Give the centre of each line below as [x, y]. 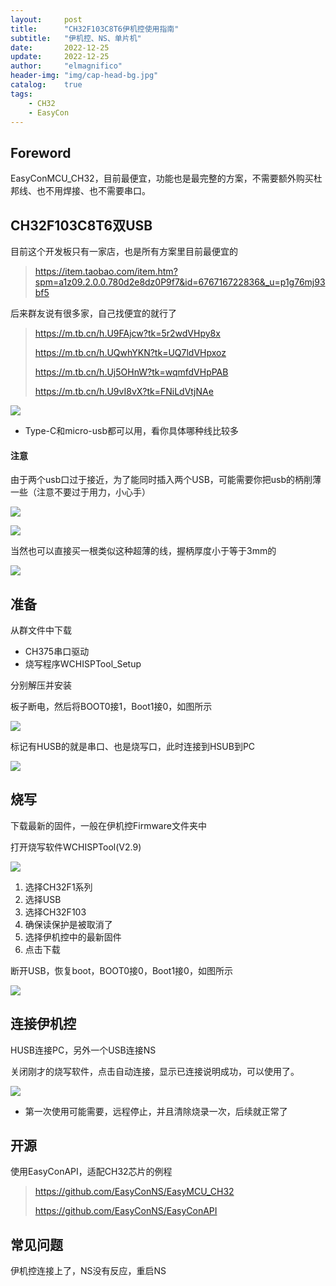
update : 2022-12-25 [60, 57]
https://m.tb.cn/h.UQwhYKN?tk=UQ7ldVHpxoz [130, 352]
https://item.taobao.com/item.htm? [106, 271]
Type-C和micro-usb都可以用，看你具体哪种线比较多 [131, 430]
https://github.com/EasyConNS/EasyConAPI [126, 1211]
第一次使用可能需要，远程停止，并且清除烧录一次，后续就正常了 [156, 1111]
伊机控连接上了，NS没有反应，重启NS [88, 1271]
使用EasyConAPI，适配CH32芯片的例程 [91, 1172]
